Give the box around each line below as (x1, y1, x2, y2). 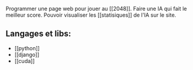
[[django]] (14, 51, 40, 58)
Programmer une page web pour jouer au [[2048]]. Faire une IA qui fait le (5, 5, 187, 12)
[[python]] (14, 44, 40, 51)
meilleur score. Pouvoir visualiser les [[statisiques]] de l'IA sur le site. (5, 11, 177, 19)
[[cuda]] (14, 57, 35, 65)
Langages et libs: (5, 29, 72, 39)
